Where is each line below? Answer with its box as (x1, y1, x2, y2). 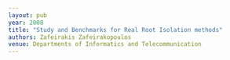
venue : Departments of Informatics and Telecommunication (8, 41, 202, 48)
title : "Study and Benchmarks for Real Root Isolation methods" (8, 26, 223, 34)
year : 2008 (8, 19, 44, 26)
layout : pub (8, 11, 47, 19)
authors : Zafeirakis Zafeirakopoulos (8, 33, 132, 41)
